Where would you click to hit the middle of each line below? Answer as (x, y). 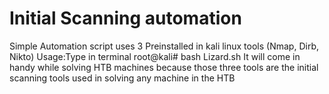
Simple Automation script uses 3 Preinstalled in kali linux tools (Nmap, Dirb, (164, 46)
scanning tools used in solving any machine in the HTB (122, 78)
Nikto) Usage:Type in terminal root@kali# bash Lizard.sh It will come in (155, 56)
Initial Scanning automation (125, 18)
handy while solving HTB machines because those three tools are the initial (164, 67)
